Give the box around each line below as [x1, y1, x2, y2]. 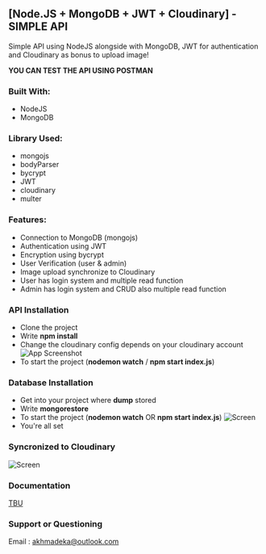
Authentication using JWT [19, 241, 107, 250]
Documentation [8, 480, 71, 491]
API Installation [8, 304, 69, 315]
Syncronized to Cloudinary [8, 441, 115, 452]
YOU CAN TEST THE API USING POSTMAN [8, 65, 153, 75]
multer [19, 194, 42, 204]
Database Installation [8, 376, 94, 388]
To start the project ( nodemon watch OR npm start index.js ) [19, 413, 222, 422]
